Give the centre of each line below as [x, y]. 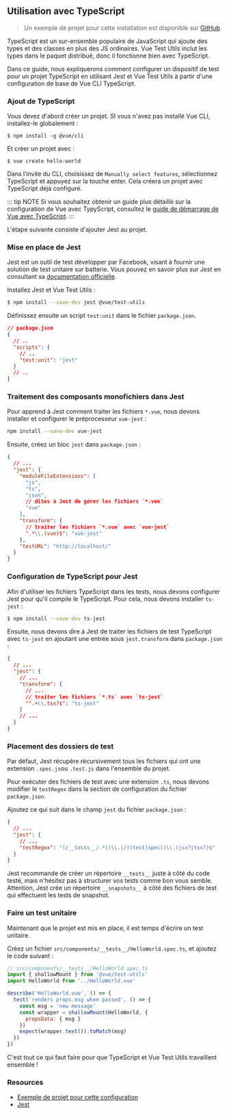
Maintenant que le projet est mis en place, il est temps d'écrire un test [105, 928]
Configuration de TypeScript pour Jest [72, 577]
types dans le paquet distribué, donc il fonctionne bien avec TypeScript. [108, 55]
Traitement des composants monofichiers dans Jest [96, 397]
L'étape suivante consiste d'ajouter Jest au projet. [77, 229]
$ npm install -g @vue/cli [45, 136]
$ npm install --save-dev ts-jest [56, 618]
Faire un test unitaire [42, 913]
